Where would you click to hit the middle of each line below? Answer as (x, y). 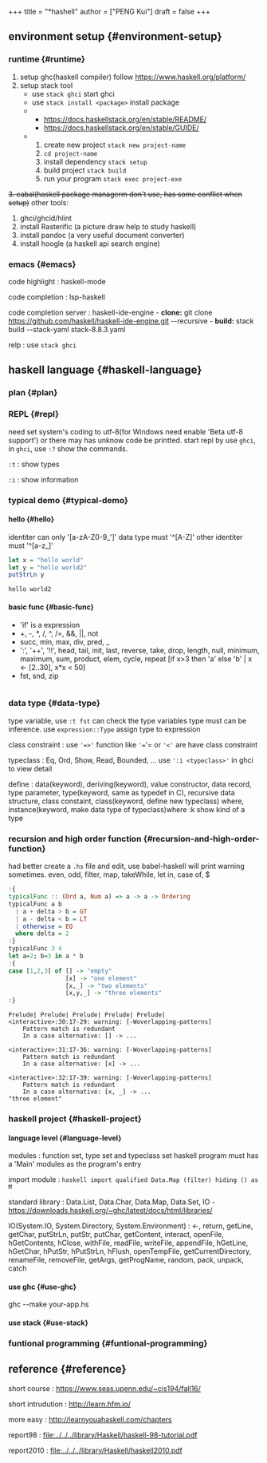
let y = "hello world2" (48, 567)
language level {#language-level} (65, 1138)
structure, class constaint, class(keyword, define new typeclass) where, (126, 801)
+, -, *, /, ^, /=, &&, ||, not (59, 633)
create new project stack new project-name (115, 145)
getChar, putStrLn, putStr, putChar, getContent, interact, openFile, (116, 1235)
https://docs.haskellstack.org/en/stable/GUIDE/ (121, 128)
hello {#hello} (31, 519)
